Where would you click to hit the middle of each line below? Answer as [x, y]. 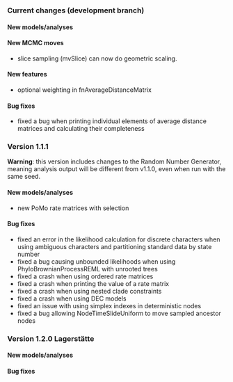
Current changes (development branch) [76, 10]
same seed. [24, 177]
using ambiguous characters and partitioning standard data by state [114, 246]
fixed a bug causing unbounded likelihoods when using [96, 261]
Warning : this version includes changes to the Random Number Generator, [114, 161]
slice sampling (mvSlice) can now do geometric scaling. [97, 58]
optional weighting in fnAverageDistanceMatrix [84, 90]
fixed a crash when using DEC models [72, 299]
